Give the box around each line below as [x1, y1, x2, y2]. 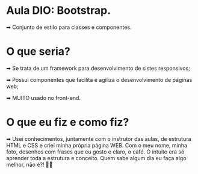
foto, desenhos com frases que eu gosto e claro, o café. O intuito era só [6, 148, 185, 155]
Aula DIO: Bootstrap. [6, 4, 111, 17]
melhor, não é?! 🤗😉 [6, 161, 53, 168]
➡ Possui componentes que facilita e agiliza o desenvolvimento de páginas [6, 76, 193, 83]
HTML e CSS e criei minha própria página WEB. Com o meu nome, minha [6, 141, 188, 149]
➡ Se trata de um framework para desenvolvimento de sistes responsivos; [6, 64, 191, 72]
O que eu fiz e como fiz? [6, 116, 129, 129]
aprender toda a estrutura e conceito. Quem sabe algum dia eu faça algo [6, 154, 187, 161]
